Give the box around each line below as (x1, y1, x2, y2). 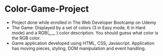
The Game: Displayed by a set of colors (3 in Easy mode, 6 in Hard (11, 24, 146, 30)
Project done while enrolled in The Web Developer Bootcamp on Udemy (11, 19, 157, 25)
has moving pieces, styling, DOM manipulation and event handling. (11, 45, 146, 51)
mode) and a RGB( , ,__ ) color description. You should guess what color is (11, 30, 159, 36)
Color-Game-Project (4, 3, 89, 15)
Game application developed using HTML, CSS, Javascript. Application (11, 40, 155, 46)
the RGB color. (11, 35, 41, 41)
